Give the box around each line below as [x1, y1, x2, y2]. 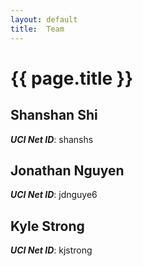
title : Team [10, 24, 65, 34]
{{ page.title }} [10, 67, 134, 90]
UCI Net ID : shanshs [10, 133, 94, 145]
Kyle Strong [10, 217, 85, 235]
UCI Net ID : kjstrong [10, 244, 93, 256]
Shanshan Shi [10, 107, 98, 124]
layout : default [10, 14, 78, 25]
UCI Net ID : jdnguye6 [10, 189, 98, 201]
